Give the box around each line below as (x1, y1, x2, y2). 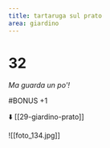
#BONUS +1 (8, 96, 48, 105)
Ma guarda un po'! (8, 80, 71, 90)
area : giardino (8, 19, 59, 27)
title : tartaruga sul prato (8, 11, 103, 20)
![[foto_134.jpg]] (8, 130, 60, 141)
